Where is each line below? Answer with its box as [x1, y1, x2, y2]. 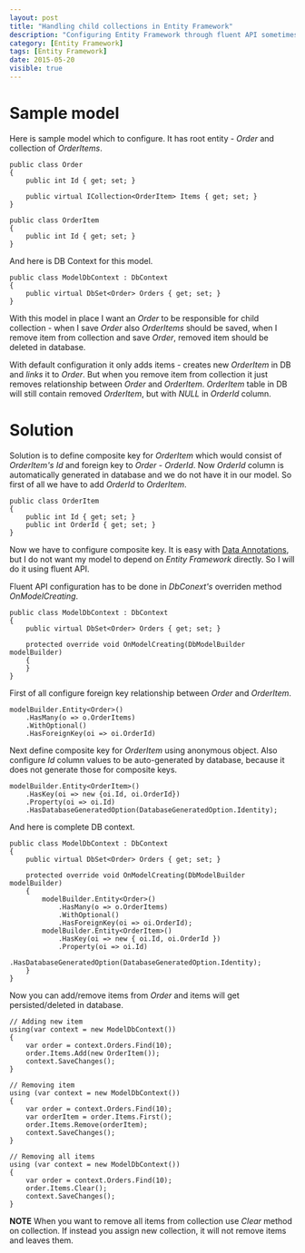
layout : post [9, 13, 59, 23]
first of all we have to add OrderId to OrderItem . [9, 478, 188, 490]
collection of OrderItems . [9, 142, 103, 153]
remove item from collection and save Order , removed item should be [9, 332, 270, 343]
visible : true [9, 64, 64, 73]
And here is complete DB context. [9, 821, 135, 832]
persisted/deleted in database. [9, 999, 124, 1010]
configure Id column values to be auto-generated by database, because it [9, 754, 285, 765]
